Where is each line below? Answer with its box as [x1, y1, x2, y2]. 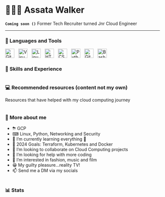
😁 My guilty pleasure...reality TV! [12, 162, 80, 168]
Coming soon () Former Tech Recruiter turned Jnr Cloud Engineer [5, 21, 137, 26]
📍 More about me [5, 114, 47, 121]
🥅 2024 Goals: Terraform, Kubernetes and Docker [12, 141, 113, 147]
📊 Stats [5, 187, 25, 194]
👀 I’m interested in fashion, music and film [12, 156, 97, 163]
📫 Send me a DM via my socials [12, 167, 78, 173]
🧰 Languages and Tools [5, 37, 62, 44]
